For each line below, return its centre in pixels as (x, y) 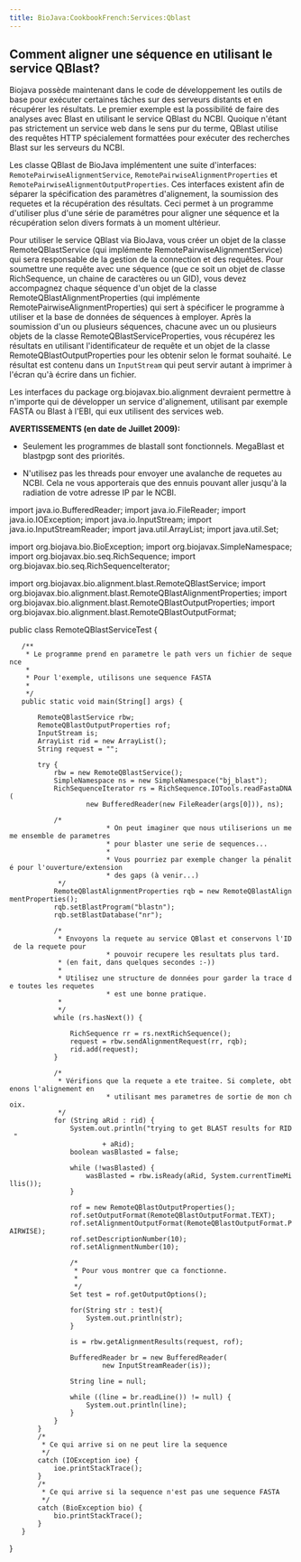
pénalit (278, 860)
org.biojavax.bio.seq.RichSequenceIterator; (90, 566)
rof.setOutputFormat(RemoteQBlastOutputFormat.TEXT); (173, 1216)
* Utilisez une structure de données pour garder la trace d (175, 978)
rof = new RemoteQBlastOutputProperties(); (153, 1208)
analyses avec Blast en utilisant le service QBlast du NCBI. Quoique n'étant (148, 119)
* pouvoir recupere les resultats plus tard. (193, 955)
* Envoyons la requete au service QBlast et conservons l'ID (175, 939)
